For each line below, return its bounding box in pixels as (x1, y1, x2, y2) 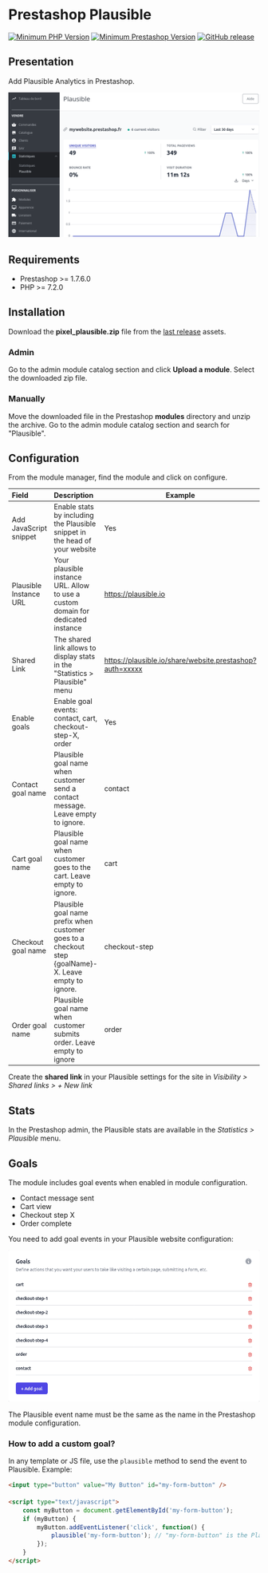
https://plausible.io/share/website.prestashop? (104, 656, 257, 666)
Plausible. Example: (8, 1464, 73, 1474)
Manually (8, 393, 45, 405)
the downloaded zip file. (8, 373, 88, 383)
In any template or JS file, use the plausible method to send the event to (8, 1456, 247, 1466)
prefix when (53, 916, 93, 926)
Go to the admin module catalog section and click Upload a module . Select (8, 365, 255, 374)
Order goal (11, 1020, 47, 1030)
